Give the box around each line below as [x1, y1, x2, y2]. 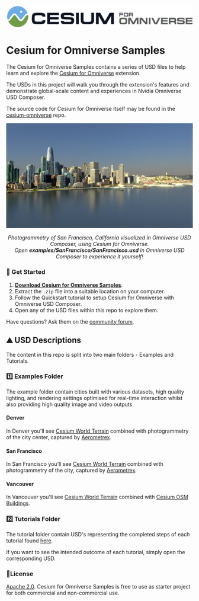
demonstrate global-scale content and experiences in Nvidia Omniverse [6, 87, 182, 94]
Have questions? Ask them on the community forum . [6, 318, 134, 325]
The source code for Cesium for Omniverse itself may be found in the [6, 105, 176, 112]
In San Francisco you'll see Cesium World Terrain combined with [6, 461, 164, 468]
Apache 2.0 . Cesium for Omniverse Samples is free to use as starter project [6, 583, 191, 590]
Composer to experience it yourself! [55, 253, 144, 260]
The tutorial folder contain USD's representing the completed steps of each [6, 530, 190, 538]
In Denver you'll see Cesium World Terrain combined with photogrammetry [6, 427, 189, 434]
